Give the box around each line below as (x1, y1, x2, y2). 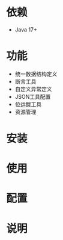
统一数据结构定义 (14, 70, 58, 78)
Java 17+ (14, 25, 37, 33)
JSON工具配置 (14, 93, 51, 100)
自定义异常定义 (14, 85, 52, 93)
